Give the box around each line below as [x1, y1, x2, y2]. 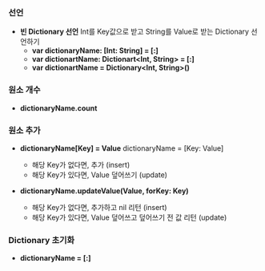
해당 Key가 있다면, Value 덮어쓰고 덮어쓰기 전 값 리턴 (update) [31, 212, 227, 222]
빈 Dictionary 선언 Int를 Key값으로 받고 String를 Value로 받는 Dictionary [19, 26, 250, 37]
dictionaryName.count [19, 103, 98, 113]
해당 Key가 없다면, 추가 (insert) [31, 160, 130, 169]
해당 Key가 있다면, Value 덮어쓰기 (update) [31, 170, 168, 180]
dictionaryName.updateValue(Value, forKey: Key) [19, 186, 190, 196]
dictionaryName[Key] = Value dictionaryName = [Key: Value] [19, 143, 224, 153]
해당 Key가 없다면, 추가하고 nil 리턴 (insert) [31, 202, 167, 212]
